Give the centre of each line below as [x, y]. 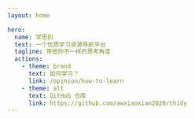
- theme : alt [43, 88]
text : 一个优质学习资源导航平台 [60, 44]
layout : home [29, 15]
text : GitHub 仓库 [57, 95]
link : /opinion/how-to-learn [76, 81]
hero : [16, 30]
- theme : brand [46, 67]
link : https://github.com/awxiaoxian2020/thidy [108, 103]
